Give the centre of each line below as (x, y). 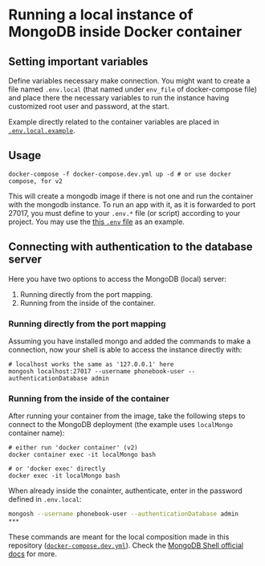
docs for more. (33, 554)
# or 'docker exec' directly (57, 469)
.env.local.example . (42, 130)
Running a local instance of (101, 15)
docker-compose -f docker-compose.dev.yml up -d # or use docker (120, 174)
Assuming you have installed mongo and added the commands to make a (130, 341)
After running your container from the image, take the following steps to (127, 416)
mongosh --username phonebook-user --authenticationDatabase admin (124, 514)
